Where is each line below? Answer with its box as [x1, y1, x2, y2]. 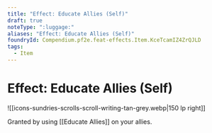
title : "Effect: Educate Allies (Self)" [7, 10, 129, 18]
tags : [7, 43, 23, 50]
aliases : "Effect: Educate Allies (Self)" [7, 30, 135, 37]
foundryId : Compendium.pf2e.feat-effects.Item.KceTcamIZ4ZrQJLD [7, 37, 201, 44]
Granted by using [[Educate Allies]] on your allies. [7, 117, 152, 126]
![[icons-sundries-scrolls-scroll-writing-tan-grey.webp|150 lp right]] [7, 103, 206, 112]
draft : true [7, 17, 43, 24]
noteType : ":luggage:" [7, 23, 74, 30]
